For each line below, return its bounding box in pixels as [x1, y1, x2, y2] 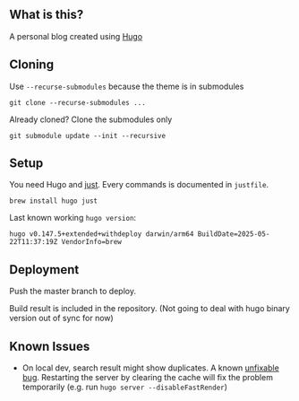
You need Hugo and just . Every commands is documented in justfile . [9, 179, 269, 190]
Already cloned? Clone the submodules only [9, 114, 173, 125]
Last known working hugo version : [9, 213, 137, 223]
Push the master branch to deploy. [9, 286, 137, 297]
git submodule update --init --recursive [9, 131, 167, 140]
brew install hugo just [9, 196, 98, 205]
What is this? [9, 7, 84, 22]
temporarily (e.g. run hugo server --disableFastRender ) [21, 381, 228, 393]
